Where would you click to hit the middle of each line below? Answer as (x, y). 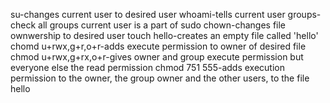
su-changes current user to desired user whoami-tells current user (148, 14)
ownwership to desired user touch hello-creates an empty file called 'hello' (164, 35)
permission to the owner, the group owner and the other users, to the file (160, 78)
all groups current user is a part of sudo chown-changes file (162, 25)
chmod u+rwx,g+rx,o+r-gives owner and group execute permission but (157, 57)
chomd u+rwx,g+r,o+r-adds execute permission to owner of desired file (158, 46)
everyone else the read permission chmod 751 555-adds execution (147, 67)
